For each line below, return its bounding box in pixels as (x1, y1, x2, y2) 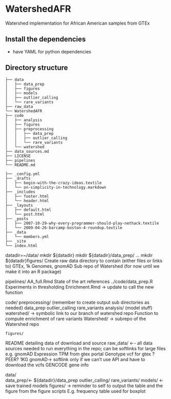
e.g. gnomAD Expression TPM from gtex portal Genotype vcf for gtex (5, 351, 151, 357)
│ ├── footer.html (5, 193, 50, 199)
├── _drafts (5, 175, 31, 181)
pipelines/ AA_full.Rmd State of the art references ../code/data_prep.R (5, 278, 153, 285)
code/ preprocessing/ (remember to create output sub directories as (5, 299, 149, 305)
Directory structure (5, 64, 68, 72)
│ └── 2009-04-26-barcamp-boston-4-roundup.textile (5, 225, 123, 230)
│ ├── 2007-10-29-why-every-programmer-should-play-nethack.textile (5, 221, 159, 226)
